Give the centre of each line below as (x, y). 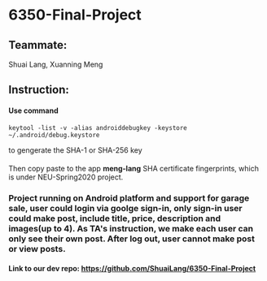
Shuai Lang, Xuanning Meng (56, 64)
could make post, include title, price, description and (115, 218)
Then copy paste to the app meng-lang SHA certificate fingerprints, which (133, 169)
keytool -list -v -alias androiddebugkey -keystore (98, 128)
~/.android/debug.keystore (54, 135)
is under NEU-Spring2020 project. (66, 177)
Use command (33, 110)
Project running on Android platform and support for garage (129, 198)
